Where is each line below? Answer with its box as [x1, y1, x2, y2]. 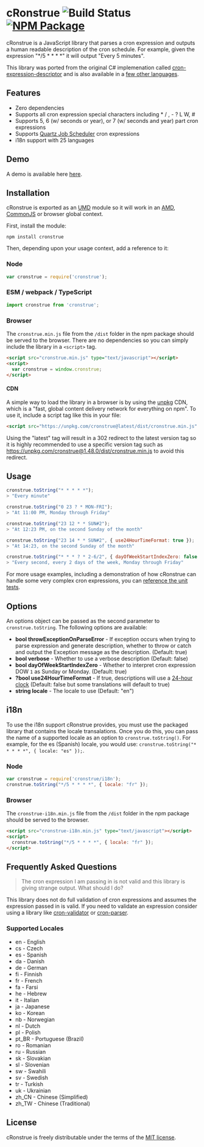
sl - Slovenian [15, 1061, 50, 1068]
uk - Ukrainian [15, 1087, 51, 1094]
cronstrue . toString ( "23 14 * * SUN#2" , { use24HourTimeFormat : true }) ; [6, 537, 195, 543]
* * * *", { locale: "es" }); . [6, 747, 85, 754]
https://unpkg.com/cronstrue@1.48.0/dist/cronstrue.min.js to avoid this [6, 447, 185, 455]
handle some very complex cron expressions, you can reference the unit [6, 577, 188, 584]
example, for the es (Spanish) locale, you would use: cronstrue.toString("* [6, 740, 197, 748]
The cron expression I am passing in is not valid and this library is [21, 878, 186, 885]
